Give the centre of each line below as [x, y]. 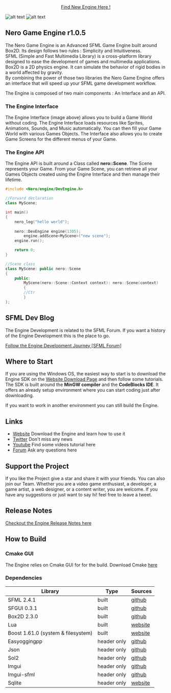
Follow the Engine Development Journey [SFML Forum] [63, 345]
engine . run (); [29, 241]
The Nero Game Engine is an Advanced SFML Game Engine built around [81, 45]
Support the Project [37, 466]
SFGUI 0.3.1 [22, 608]
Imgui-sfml [21, 674]
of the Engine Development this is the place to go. [58, 336]
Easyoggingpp [25, 641]
